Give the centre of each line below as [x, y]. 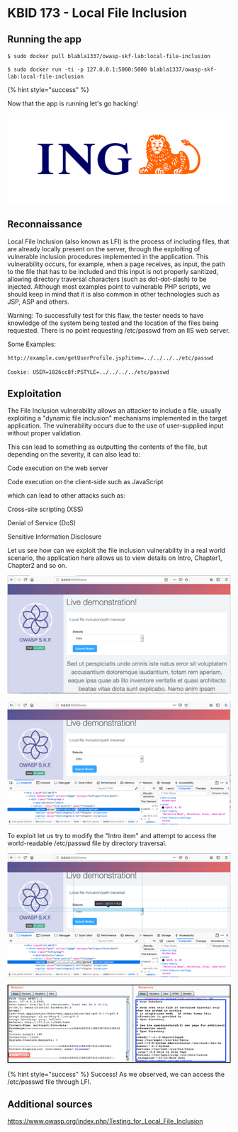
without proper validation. [45, 433]
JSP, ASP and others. [38, 302]
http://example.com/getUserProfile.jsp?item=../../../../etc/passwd [110, 358]
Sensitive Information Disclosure [55, 537]
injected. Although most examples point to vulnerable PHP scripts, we [109, 286]
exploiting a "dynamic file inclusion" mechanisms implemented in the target [117, 418]
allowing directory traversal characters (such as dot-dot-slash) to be [107, 279]
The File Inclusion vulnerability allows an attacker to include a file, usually [114, 411]
